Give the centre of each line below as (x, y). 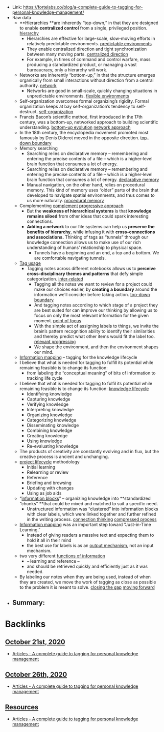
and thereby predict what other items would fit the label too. (94, 336)
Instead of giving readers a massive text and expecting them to (90, 535)
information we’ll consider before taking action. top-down (92, 294)
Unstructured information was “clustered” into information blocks (92, 509)
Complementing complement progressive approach (71, 206)
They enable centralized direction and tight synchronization (87, 49)
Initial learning (41, 467)
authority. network (38, 85)
